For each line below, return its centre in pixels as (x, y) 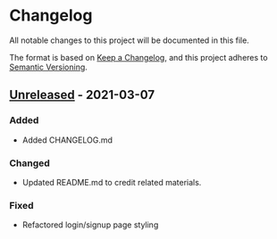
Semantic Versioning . (48, 67)
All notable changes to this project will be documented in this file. (130, 40)
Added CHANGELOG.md (67, 140)
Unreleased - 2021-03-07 (82, 95)
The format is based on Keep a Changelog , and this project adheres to (138, 57)
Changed (30, 163)
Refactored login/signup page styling (90, 225)
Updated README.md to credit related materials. (112, 182)
